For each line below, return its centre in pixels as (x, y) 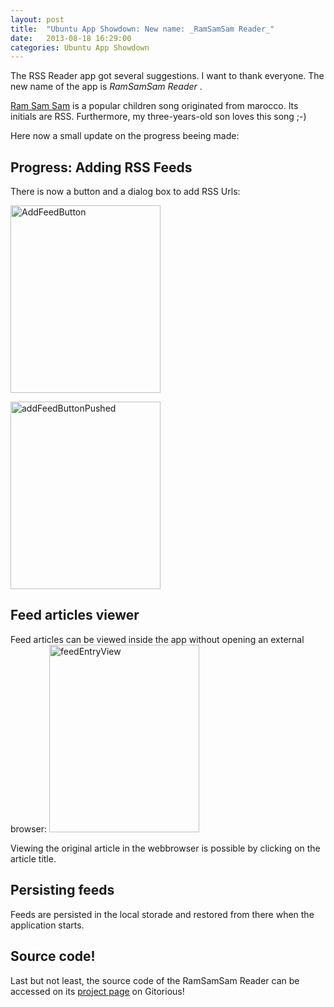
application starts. (47, 925)
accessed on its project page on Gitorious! (97, 991)
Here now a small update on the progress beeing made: (125, 136)
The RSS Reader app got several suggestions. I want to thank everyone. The (167, 76)
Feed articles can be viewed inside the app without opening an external (157, 639)
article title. (33, 858)
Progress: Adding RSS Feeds (101, 167)
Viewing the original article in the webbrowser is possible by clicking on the (165, 848)
